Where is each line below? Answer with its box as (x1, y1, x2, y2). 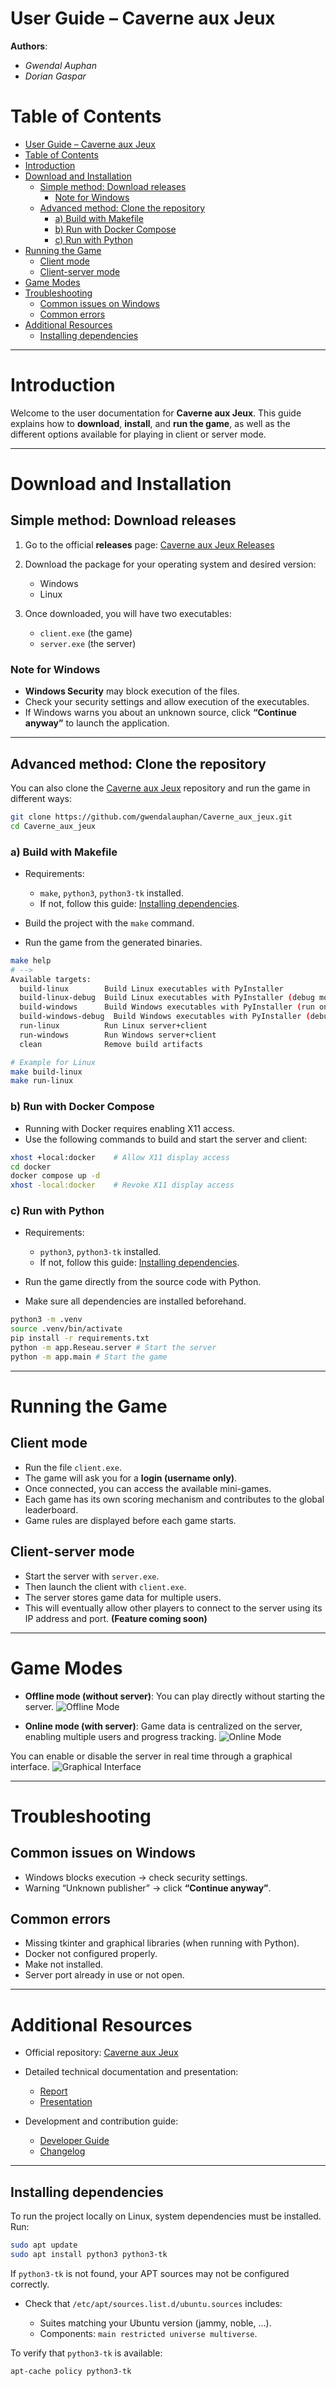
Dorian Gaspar (24, 70, 87, 82)
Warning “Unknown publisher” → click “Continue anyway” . (24, 1882, 272, 1894)
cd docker (10, 1162, 52, 1172)
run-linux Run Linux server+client (19, 1021, 208, 1031)
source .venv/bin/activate (10, 1324, 123, 1334)
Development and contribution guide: (24, 2115, 179, 2127)
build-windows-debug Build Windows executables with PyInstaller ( (19, 1012, 311, 1022)
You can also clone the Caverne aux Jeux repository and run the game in (10, 782, 311, 794)
